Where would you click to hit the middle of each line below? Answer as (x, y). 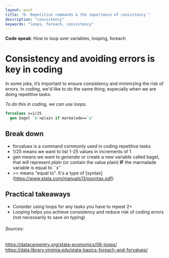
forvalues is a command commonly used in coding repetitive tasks (81, 146)
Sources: (15, 229)
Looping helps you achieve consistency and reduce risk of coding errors (88, 212)
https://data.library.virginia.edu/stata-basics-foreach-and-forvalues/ (77, 250)
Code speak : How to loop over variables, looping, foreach (66, 38)
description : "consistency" (35, 19)
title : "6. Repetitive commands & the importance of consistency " (78, 15)
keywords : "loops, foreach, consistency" (50, 24)
